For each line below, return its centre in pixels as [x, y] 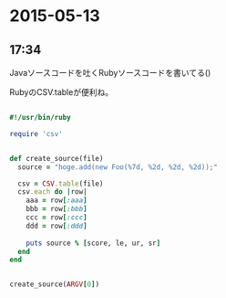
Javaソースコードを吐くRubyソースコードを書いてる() [110, 73]
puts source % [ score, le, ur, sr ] [93, 243]
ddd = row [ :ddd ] [57, 226]
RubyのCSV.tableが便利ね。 [62, 92]
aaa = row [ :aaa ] [57, 201]
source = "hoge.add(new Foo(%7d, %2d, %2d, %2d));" [118, 167]
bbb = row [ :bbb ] [57, 209]
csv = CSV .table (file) [61, 184]
